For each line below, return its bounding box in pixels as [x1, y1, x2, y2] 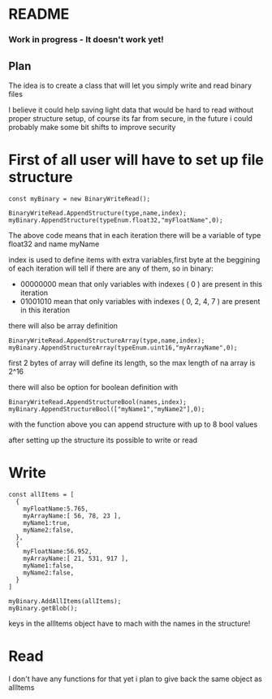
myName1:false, [23, 562, 75, 570]
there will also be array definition [8, 320, 119, 330]
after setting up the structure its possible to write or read [8, 435, 197, 445]
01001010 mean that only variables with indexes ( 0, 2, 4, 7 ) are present [19, 296, 261, 306]
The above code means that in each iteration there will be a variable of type [8, 230, 261, 240]
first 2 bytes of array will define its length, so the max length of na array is [8, 358, 256, 367]
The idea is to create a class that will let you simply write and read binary [8, 80, 253, 90]
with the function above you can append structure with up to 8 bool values [8, 419, 258, 429]
